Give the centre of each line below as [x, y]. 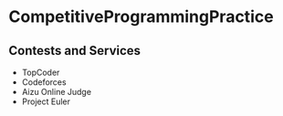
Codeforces [44, 82]
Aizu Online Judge [57, 92]
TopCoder [41, 72]
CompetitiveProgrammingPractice [141, 17]
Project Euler [46, 101]
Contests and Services [75, 51]
